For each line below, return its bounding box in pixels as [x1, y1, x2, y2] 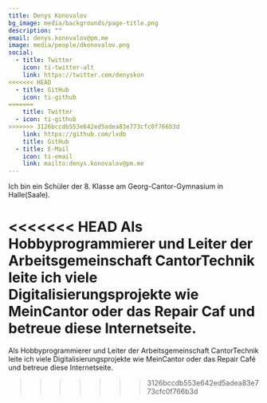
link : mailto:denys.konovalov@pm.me [22, 160, 145, 168]
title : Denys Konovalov [8, 11, 88, 20]
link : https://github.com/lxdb [22, 130, 127, 138]
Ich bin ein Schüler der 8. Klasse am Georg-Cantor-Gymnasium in [8, 182, 224, 191]
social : [8, 49, 34, 57]
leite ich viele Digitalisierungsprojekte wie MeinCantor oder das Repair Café [8, 354, 257, 364]
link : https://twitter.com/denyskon [22, 71, 145, 79]
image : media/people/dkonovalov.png [8, 41, 130, 49]
